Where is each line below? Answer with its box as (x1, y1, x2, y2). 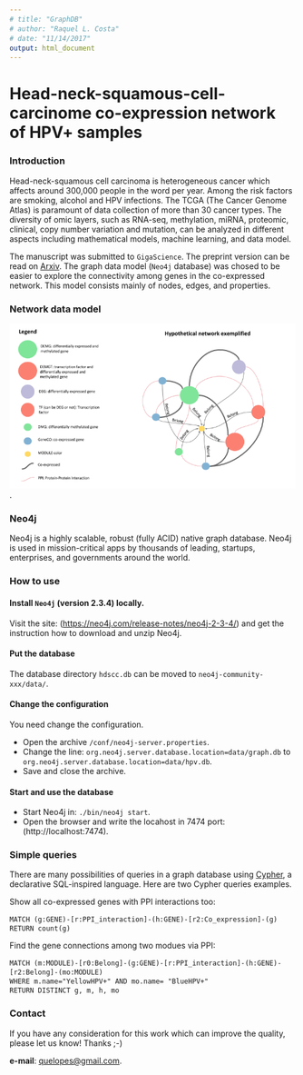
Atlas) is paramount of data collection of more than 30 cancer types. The (9, 204, 282, 215)
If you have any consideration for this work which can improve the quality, (9, 1028, 286, 1039)
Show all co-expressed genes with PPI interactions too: (9, 896, 216, 908)
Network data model (9, 303, 102, 315)
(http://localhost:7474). (22, 826, 109, 837)
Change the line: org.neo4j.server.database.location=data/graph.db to (22, 746, 291, 757)
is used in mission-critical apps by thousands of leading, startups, (9, 542, 256, 553)
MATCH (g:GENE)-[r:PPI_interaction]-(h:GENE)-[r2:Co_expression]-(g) (9, 915, 279, 924)
